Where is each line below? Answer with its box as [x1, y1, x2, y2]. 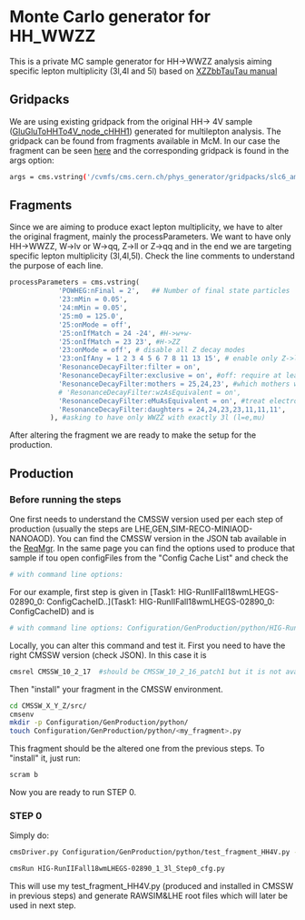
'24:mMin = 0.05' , [57, 303, 128, 313]
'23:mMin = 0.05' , [57, 295, 128, 304]
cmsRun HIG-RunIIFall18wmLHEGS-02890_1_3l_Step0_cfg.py [9, 864, 225, 874]
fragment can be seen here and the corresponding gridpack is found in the [9, 145, 290, 156]
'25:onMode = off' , [57, 320, 132, 329]
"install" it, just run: [9, 753, 81, 763]
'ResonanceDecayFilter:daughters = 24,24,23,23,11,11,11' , [57, 405, 286, 414]
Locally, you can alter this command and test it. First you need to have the [9, 640, 286, 651]
